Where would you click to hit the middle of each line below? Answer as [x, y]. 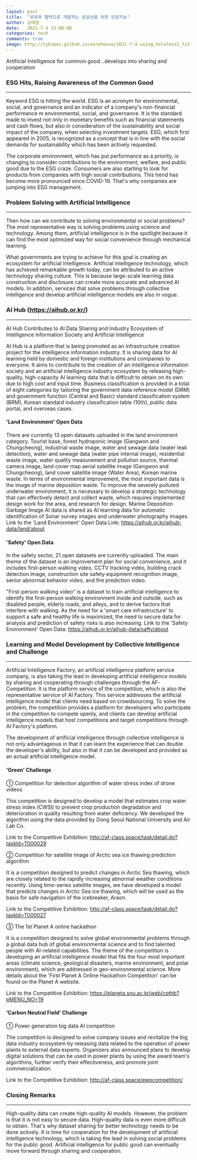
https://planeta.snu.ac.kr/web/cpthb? [135, 993]
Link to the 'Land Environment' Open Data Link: [63, 522]
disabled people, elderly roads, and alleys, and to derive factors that [89, 604]
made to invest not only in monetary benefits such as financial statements [95, 120]
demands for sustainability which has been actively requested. [81, 145]
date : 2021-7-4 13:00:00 [39, 28]
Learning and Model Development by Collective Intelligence [93, 645]
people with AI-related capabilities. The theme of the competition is [87, 950]
